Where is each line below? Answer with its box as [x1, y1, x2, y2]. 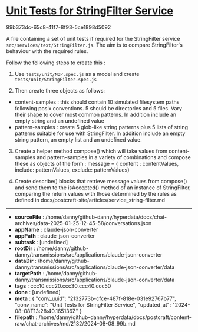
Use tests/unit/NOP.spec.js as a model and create [14, 70, 140, 77]
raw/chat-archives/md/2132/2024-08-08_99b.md [14, 320, 136, 327]
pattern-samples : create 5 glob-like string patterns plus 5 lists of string [14, 123, 189, 130]
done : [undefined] [14, 288, 61, 295]
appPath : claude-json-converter [14, 232, 95, 239]
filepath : [14, 314, 38, 321]
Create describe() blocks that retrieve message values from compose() [14, 177, 187, 185]
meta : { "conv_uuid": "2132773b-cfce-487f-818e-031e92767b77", [14, 295, 177, 302]
